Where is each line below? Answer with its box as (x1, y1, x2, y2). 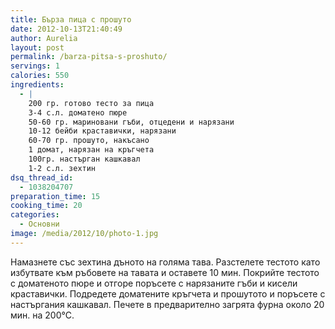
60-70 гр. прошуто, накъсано (28, 136, 150, 146)
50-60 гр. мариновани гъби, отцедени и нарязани (28, 117, 235, 127)
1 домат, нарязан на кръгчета (28, 145, 155, 155)
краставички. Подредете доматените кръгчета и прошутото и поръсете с (10, 287, 326, 300)
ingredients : (10, 80, 65, 90)
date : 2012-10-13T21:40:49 (10, 24, 123, 34)
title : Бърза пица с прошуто (10, 14, 132, 25)
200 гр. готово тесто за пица (28, 98, 155, 108)
